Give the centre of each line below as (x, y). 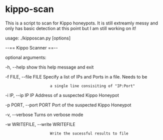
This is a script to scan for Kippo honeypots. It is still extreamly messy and (82, 23)
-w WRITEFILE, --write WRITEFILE (40, 124)
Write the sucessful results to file (89, 133)
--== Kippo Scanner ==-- (32, 47)
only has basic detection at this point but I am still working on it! (71, 28)
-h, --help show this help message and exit (49, 67)
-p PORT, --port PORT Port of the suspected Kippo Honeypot (68, 105)
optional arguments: (26, 57)
